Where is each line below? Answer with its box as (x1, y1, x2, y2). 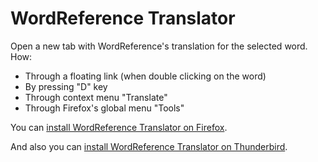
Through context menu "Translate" (24, 91, 168, 103)
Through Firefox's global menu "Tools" (24, 102, 185, 114)
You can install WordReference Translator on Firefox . (10, 121, 228, 133)
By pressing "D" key (24, 80, 108, 92)
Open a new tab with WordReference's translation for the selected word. (10, 40, 308, 52)
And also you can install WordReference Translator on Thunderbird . (10, 140, 288, 152)
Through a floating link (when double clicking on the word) (24, 70, 267, 82)
